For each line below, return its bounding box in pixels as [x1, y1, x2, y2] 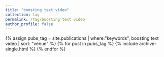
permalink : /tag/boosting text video [5, 17, 85, 22]
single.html [5, 46, 28, 52]
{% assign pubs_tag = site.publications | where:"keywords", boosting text [5, 35, 159, 41]
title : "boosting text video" [5, 7, 70, 13]
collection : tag [5, 12, 40, 17]
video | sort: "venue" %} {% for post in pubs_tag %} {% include [5, 41, 138, 47]
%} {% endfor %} [29, 46, 66, 52]
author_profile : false [5, 21, 53, 27]
